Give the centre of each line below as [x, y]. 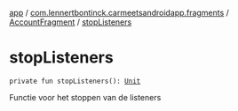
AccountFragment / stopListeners [71, 22]
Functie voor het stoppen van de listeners [85, 97]
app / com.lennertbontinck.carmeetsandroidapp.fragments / [119, 13]
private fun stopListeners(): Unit [75, 81]
